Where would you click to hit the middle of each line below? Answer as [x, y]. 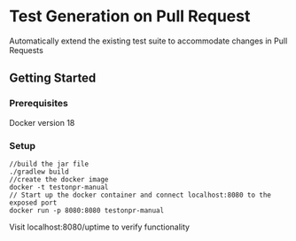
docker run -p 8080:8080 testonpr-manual [87, 210]
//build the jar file [49, 164]
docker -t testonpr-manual [59, 187]
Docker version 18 [42, 122]
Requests [27, 50]
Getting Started [53, 78]
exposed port [33, 202]
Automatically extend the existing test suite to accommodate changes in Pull [148, 41]
